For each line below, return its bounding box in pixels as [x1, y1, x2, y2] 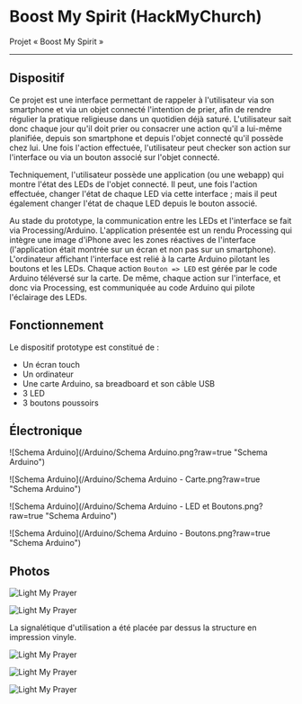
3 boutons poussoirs [22, 397, 99, 408]
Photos [9, 564, 50, 579]
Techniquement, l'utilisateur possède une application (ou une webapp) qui [9, 169, 285, 180]
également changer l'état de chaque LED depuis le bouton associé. [9, 198, 258, 209]
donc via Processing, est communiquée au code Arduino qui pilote [9, 281, 256, 293]
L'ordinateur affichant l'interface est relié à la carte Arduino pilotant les [9, 254, 271, 264]
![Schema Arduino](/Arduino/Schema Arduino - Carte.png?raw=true [9, 474, 261, 485]
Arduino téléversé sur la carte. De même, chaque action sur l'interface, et [9, 272, 281, 283]
